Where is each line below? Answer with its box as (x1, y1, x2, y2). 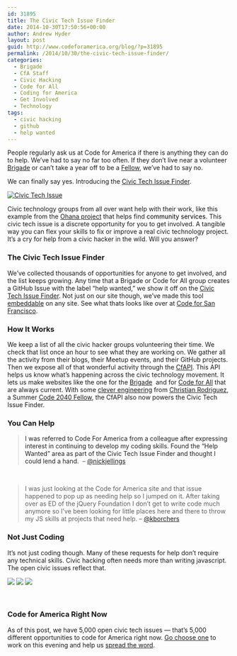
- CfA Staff (13, 70, 50, 77)
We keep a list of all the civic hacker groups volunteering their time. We (7, 340, 215, 348)
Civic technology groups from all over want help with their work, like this (7, 205, 218, 213)
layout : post (7, 37, 46, 44)
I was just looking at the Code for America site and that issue (24, 484, 202, 493)
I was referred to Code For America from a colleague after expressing (24, 434, 228, 443)
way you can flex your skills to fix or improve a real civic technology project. (7, 228, 229, 236)
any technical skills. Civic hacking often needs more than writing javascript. (7, 556, 227, 565)
